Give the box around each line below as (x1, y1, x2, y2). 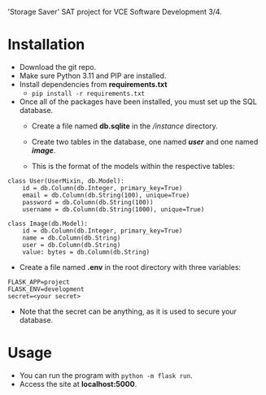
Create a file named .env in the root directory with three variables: (19, 262, 242, 271)
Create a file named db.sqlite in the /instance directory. (31, 121, 219, 131)
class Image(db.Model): (7, 219, 89, 228)
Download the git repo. (19, 62, 97, 72)
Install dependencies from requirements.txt (19, 79, 168, 89)
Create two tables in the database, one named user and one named (31, 137, 259, 146)
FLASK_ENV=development (7, 284, 85, 293)
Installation (7, 36, 85, 54)
